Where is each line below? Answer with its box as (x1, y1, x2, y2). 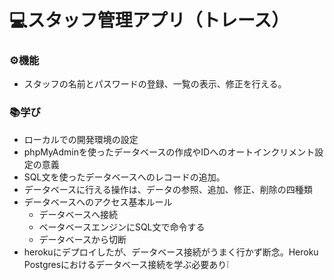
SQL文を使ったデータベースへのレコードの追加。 (23, 171, 226, 183)
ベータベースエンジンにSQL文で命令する (38, 221, 206, 233)
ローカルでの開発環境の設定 (23, 133, 139, 145)
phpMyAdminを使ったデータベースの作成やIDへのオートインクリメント (23, 146, 316, 158)
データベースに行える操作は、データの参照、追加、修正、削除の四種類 (23, 183, 313, 195)
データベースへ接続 (38, 208, 118, 220)
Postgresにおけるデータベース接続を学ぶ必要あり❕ (23, 258, 230, 270)
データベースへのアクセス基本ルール (23, 196, 173, 208)
